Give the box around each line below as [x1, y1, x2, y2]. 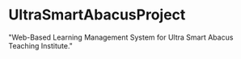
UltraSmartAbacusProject [8, 6, 186, 24]
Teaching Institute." [8, 40, 73, 50]
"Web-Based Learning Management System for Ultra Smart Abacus [8, 32, 234, 42]
